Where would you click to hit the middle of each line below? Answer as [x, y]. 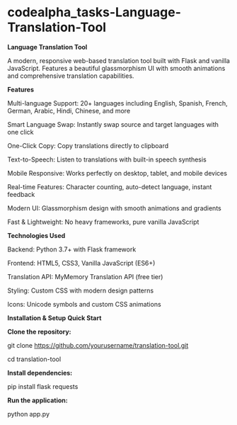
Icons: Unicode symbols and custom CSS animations [84, 304]
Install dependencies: [40, 373]
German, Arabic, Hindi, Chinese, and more [69, 110]
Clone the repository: [39, 331]
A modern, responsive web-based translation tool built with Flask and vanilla [118, 60]
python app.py [29, 414]
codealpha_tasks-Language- [94, 12]
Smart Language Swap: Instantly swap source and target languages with [113, 124]
